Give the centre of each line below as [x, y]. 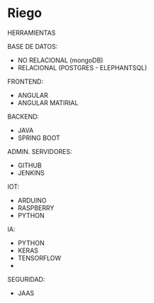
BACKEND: [23, 116]
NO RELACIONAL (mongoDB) [60, 60]
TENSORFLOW [39, 258]
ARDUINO [32, 200]
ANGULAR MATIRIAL [48, 103]
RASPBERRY [36, 208]
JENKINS [31, 172]
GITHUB [30, 165]
